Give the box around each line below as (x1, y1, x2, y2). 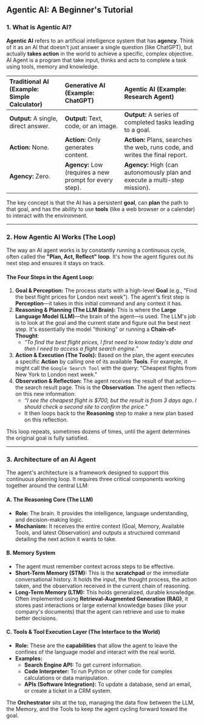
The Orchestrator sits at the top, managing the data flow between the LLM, (6, 699, 195, 706)
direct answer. (9, 122, 50, 130)
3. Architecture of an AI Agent (6, 456, 96, 464)
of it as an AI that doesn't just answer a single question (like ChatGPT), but (6, 43, 192, 50)
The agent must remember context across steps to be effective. (15, 563, 175, 570)
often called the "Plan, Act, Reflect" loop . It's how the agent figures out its (6, 252, 194, 260)
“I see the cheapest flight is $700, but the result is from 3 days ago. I (24, 397, 197, 404)
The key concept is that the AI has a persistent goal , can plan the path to (6, 199, 189, 206)
